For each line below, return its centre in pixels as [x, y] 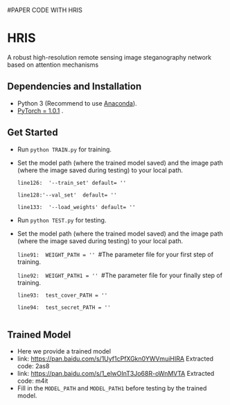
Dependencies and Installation [74, 86]
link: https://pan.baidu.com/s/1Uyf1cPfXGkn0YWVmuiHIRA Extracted [115, 359]
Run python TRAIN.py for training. [64, 149]
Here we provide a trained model [64, 352]
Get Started [33, 132]
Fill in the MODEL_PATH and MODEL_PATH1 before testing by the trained [112, 388]
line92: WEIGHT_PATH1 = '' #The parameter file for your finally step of [120, 275]
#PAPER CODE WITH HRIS [45, 10]
